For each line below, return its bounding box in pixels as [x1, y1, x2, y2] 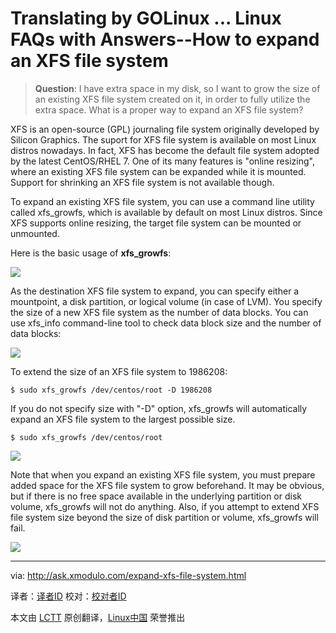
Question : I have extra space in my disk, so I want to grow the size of [34, 82, 321, 94]
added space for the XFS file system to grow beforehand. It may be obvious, [10, 479, 325, 491]
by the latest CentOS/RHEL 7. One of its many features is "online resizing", [10, 155, 315, 167]
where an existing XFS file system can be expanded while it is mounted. [10, 165, 307, 177]
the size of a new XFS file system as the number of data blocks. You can [10, 306, 309, 318]
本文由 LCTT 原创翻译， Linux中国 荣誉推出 [10, 611, 186, 623]
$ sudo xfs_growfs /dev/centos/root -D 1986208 [10, 385, 213, 395]
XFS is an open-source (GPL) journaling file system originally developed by [10, 123, 320, 135]
